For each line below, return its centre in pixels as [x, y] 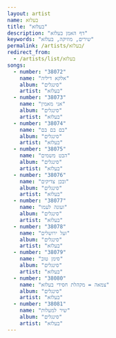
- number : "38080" [40, 278]
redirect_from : [29, 53]
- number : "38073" [40, 98]
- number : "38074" [40, 123]
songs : [17, 65]
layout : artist [29, 14]
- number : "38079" [40, 253]
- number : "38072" [40, 71]
